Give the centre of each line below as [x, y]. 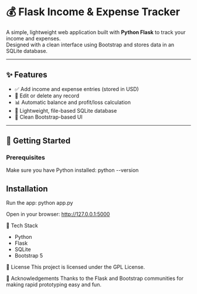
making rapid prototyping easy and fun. [54, 285]
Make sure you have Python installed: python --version [72, 170]
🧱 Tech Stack [22, 226]
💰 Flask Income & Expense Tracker [93, 12]
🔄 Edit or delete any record [47, 96]
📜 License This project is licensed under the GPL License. [76, 267]
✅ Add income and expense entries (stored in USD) [77, 89]
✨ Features [27, 75]
